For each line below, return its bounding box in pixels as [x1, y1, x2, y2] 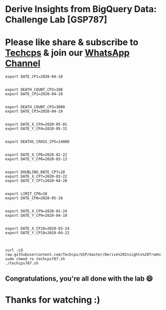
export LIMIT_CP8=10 [5, 191, 48, 196]
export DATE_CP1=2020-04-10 [5, 74, 63, 79]
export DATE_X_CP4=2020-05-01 [5, 122, 68, 127]
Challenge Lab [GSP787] [5, 14, 108, 25]
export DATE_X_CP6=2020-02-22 [5, 152, 68, 157]
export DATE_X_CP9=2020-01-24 [5, 209, 68, 214]
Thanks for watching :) [5, 294, 100, 306]
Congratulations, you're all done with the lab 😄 [5, 274, 153, 283]
